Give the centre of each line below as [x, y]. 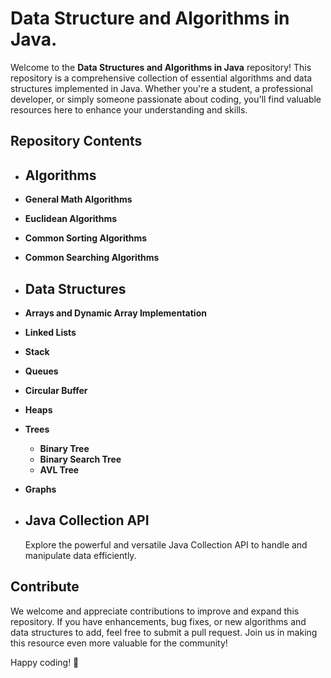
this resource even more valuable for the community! [119, 643]
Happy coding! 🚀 [45, 662]
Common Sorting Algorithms [86, 238]
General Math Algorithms [78, 199]
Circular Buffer [56, 390]
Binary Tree [64, 448]
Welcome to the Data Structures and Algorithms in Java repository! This [161, 67]
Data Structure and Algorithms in [150, 18]
